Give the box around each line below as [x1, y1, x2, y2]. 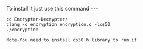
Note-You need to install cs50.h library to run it [6, 37, 137, 43]
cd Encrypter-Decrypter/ [6, 17, 68, 22]
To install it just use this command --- [6, 5, 98, 12]
